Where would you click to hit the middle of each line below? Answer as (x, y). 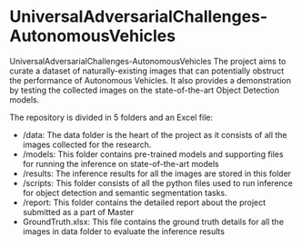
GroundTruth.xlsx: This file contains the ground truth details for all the (153, 221)
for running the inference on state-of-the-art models (121, 163)
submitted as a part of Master (78, 212)
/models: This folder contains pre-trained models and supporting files (153, 154)
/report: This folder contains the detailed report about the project (144, 202)
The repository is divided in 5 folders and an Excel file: (111, 117)
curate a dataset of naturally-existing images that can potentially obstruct (147, 71)
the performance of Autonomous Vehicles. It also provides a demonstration (150, 80)
